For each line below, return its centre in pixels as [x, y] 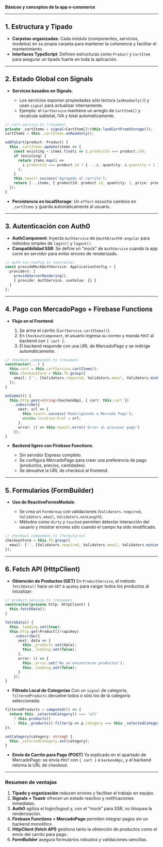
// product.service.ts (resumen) [39, 600]
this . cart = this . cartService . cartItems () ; [54, 369]
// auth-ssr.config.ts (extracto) [40, 262]
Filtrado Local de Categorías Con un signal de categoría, [70, 691]
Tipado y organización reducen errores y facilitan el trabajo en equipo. [83, 793]
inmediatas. [24, 803]
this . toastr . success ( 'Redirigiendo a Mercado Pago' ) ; [78, 414]
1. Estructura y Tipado [39, 27]
